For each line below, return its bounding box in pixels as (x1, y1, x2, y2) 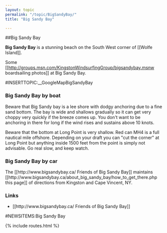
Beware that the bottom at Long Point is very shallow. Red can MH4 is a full (5, 129, 160, 135)
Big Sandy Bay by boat (5, 92, 61, 99)
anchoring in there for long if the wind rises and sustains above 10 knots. (5, 119, 155, 125)
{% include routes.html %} (5, 223, 60, 229)
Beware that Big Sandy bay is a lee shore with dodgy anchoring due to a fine (5, 103, 163, 109)
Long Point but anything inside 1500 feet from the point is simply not (5, 139, 146, 145)
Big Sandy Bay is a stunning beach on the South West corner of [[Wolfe (5, 44, 153, 50)
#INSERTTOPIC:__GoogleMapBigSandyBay (5, 79, 93, 85)
